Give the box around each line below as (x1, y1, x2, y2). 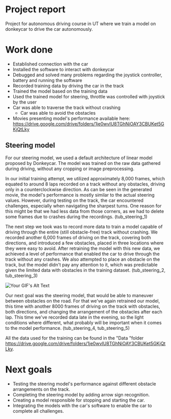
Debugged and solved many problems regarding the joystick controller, (12, 72, 162, 78)
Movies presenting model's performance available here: (12, 115, 131, 121)
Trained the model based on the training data (12, 88, 108, 94)
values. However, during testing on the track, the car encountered (5, 197, 144, 203)
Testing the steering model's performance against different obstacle (12, 381, 157, 387)
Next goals (5, 364, 52, 375)
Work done (5, 44, 53, 56)
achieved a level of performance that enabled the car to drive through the (5, 250, 160, 257)
